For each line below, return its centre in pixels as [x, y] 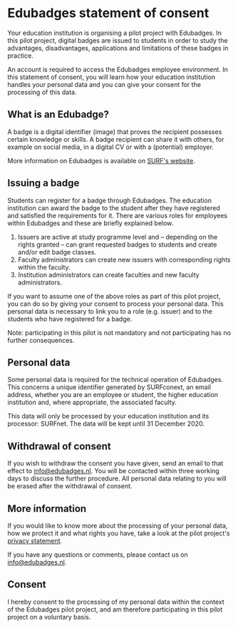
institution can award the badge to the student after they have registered [114, 207]
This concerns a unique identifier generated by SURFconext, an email [109, 387]
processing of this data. [42, 92]
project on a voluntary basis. [49, 617]
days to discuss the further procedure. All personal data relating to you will [117, 478]
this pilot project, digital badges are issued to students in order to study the [118, 40]
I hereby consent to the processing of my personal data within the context [116, 602]
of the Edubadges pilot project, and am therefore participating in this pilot [115, 609]
